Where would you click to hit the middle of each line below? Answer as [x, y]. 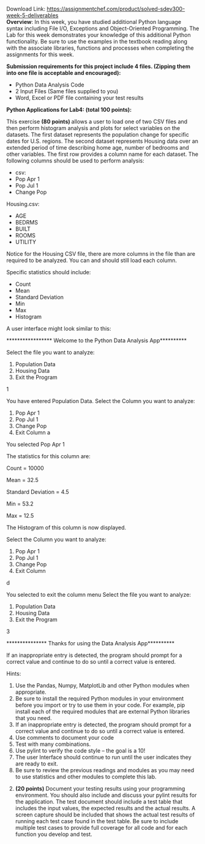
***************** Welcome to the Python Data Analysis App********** [97, 340]
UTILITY [26, 242]
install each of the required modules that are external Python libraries [102, 712]
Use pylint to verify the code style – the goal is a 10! [80, 750]
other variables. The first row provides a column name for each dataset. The [102, 154]
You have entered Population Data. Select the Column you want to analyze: [101, 401]
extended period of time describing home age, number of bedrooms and [98, 148]
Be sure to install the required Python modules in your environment [99, 698]
